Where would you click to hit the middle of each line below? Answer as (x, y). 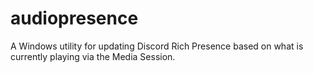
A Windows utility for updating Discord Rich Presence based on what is (157, 46)
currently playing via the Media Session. (93, 56)
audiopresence (74, 18)
